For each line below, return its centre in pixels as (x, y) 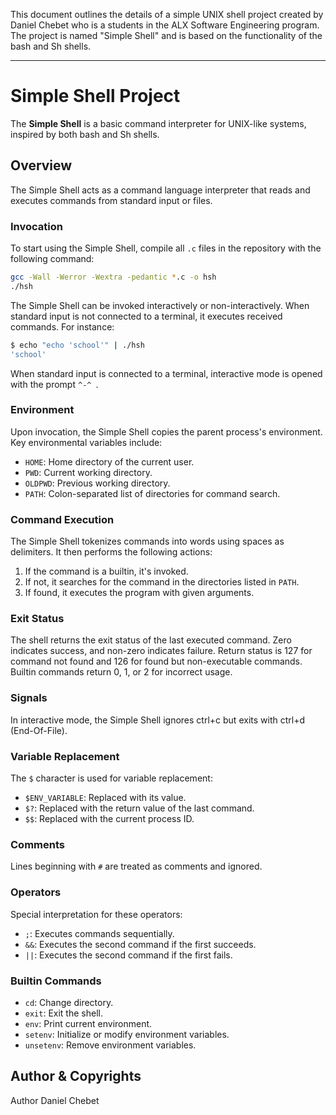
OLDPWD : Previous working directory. (97, 483)
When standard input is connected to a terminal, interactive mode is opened (166, 373)
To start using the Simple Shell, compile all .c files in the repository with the (166, 248)
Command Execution (62, 519)
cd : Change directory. (69, 1002)
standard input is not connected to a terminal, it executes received (146, 316)
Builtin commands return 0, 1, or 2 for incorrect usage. (121, 672)
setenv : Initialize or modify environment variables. (127, 1034)
